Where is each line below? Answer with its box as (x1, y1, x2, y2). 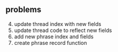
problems (5, 5, 42, 15)
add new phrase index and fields (14, 32, 94, 40)
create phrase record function (14, 39, 87, 46)
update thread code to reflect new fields (14, 27, 113, 34)
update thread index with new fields (14, 20, 101, 27)
